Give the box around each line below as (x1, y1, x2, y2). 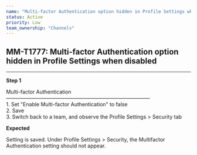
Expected (6, 124, 30, 132)
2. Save (6, 107, 25, 114)
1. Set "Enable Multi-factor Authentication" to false (6, 101, 128, 108)
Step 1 (6, 77, 22, 84)
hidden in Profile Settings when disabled (6, 56, 157, 66)
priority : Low (6, 19, 41, 25)
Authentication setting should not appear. (6, 142, 106, 150)
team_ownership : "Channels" (6, 25, 75, 31)
